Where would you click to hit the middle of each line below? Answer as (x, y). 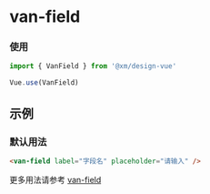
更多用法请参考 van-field (55, 179)
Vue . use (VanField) (44, 83)
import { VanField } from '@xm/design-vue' (93, 66)
